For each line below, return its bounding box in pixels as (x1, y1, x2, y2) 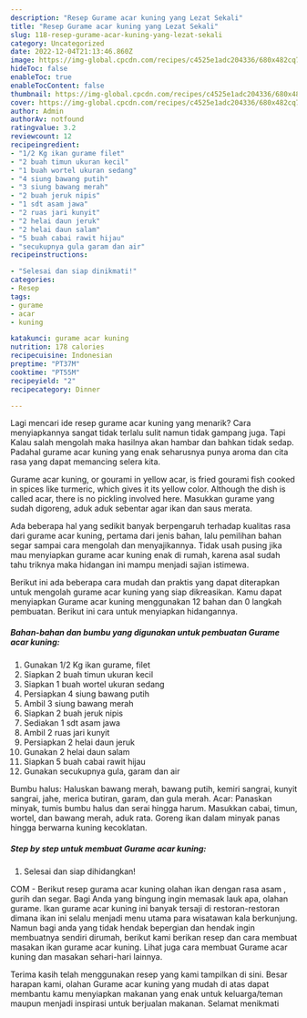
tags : (10, 292, 31, 301)
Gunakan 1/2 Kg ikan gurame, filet (23, 659, 151, 670)
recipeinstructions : (10, 250, 89, 260)
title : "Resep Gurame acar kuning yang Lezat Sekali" (10, 22, 220, 31)
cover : (10, 97, 36, 107)
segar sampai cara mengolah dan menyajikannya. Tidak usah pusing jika (10, 540, 282, 551)
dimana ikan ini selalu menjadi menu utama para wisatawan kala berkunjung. (10, 912, 298, 924)
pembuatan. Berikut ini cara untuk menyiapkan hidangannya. (10, 606, 238, 617)
